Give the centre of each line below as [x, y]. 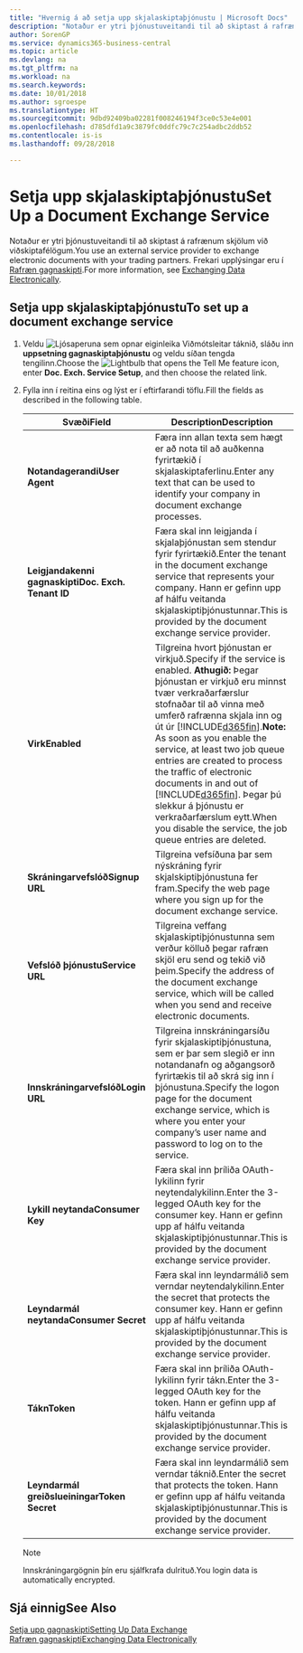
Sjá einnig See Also [63, 1607]
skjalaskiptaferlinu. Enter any [215, 471]
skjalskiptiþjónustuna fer [207, 876]
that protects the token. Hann [216, 1485]
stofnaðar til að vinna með [210, 704]
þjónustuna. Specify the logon [217, 1087]
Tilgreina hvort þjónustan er [213, 647]
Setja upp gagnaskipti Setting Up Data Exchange [98, 1629]
